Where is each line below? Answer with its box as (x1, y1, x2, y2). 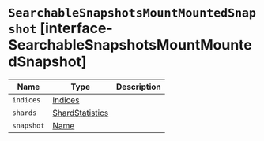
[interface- (39, 20, 113, 37)
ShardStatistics (52, 107, 109, 118)
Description (115, 81, 161, 92)
